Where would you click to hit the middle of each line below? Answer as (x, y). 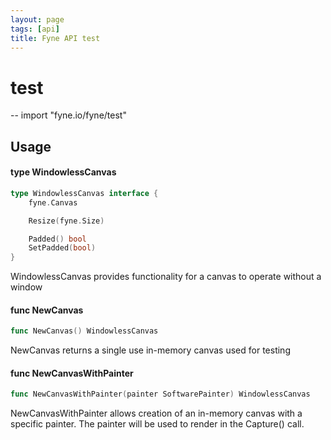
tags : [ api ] (35, 29)
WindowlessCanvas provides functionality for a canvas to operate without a (166, 277)
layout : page (37, 19)
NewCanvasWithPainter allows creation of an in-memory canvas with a (156, 413)
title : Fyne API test (55, 38)
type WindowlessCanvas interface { (84, 193)
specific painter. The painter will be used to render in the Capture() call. (157, 424)
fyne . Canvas (53, 202)
